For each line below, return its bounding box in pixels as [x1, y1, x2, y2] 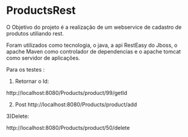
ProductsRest [6, 4, 76, 17]
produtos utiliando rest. [6, 29, 64, 37]
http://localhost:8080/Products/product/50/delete [6, 124, 130, 131]
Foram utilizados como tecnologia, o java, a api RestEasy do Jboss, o [6, 41, 178, 49]
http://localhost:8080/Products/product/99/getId [6, 89, 128, 96]
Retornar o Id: [14, 78, 49, 85]
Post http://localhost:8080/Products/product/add [14, 100, 137, 108]
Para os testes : [6, 65, 45, 73]
